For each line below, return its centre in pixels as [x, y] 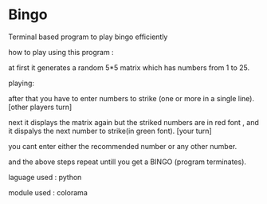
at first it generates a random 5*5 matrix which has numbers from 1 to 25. [129, 67]
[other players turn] [40, 107]
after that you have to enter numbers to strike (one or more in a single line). [132, 98]
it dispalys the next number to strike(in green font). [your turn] [110, 131]
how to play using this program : [61, 52]
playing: [21, 83]
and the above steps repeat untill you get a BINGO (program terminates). [128, 162]
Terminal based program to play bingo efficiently [88, 37]
